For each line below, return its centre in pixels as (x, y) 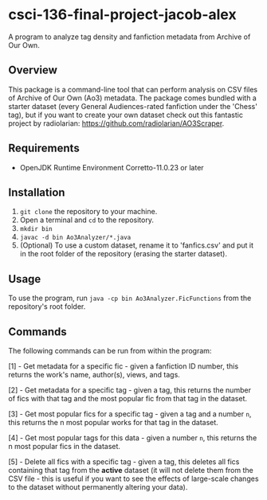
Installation (37, 192)
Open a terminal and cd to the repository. (86, 220)
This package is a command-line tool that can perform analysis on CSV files (133, 89)
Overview (33, 70)
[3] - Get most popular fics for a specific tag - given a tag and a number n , (130, 414)
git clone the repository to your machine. (88, 212)
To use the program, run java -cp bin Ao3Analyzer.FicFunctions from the (130, 298)
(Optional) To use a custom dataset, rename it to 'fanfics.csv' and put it (136, 245)
